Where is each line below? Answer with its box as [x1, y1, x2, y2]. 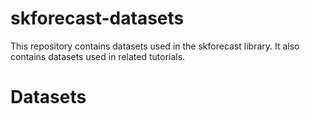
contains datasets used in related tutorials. [10, 50, 186, 62]
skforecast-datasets [10, 7, 185, 30]
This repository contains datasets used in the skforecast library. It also [10, 40, 300, 52]
